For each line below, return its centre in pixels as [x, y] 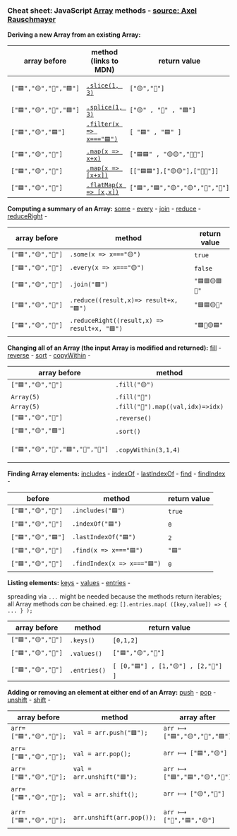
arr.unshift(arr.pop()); [115, 818]
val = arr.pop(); [102, 754]
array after [198, 717]
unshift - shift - [29, 700]
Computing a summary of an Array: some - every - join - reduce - [104, 209]
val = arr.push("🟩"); [110, 733]
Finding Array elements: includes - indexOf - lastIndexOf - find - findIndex [116, 474]
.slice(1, [103, 86]
